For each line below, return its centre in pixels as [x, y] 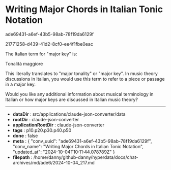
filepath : [22, 157]
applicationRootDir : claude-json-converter [58, 125]
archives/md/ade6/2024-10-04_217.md [54, 162]
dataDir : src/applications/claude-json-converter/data [69, 114]
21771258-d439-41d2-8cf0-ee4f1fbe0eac [49, 44]
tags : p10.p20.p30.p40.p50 [42, 130]
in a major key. [21, 84]
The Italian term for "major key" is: [41, 54]
